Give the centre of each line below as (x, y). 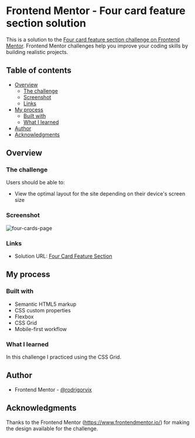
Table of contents (39, 71)
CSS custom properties (43, 310)
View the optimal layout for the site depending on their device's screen (100, 194)
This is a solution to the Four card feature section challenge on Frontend (93, 39)
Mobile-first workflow (41, 329)
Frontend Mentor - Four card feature (96, 11)
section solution (46, 23)
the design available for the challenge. (52, 428)
